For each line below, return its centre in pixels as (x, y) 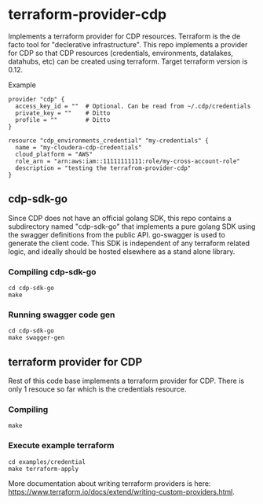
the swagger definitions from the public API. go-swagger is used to (117, 234)
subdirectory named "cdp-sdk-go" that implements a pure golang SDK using (132, 226)
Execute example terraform (61, 446)
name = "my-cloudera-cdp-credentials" (79, 147)
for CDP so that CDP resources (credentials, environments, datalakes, (121, 53)
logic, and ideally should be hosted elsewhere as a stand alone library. (122, 251)
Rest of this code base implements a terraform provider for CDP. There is (126, 381)
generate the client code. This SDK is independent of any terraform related (129, 243)
